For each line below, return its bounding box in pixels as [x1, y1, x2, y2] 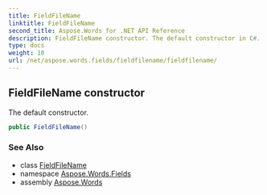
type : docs [8, 42, 45, 50]
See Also [8, 142, 44, 153]
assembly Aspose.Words [19, 177, 103, 187]
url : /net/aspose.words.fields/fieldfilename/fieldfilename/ [8, 57, 218, 65]
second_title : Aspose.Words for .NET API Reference [8, 26, 185, 35]
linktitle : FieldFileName [8, 19, 95, 27]
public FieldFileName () [8, 123, 88, 131]
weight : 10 [8, 49, 45, 57]
